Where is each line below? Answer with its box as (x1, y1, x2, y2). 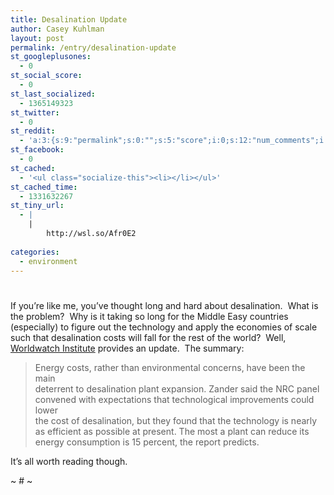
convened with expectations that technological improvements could (34, 393, 315, 405)
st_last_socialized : (10, 89, 97, 99)
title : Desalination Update (10, 14, 128, 25)
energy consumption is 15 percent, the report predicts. (34, 436, 260, 448)
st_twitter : (10, 107, 60, 118)
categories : (10, 247, 60, 257)
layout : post (10, 33, 65, 43)
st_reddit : (10, 126, 56, 136)
